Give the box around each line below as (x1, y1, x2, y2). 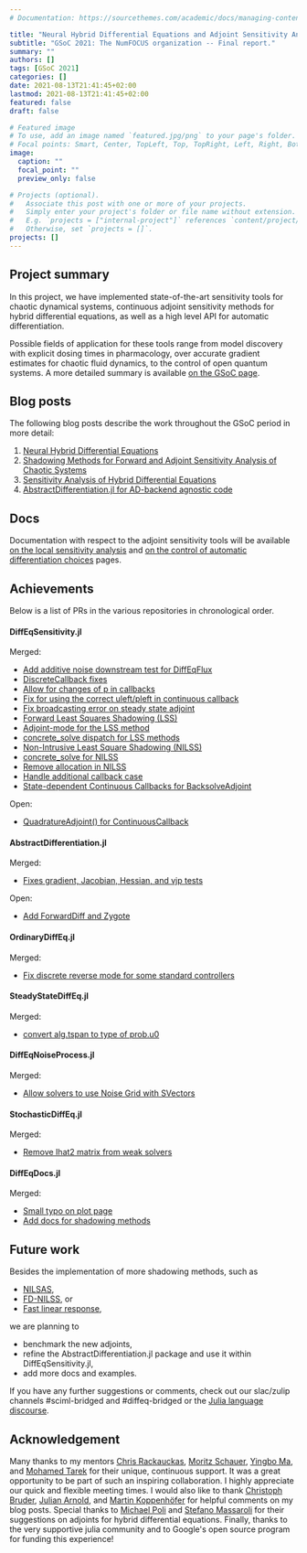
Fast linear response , (22, 1303, 102, 1314)
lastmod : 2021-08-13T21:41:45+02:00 (9, 89, 149, 99)
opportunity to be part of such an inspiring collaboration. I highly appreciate (9, 1475, 294, 1486)
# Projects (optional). (9, 190, 101, 199)
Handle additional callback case (22, 771, 143, 782)
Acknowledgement (9, 1431, 121, 1447)
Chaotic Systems (22, 465, 87, 476)
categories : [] (9, 72, 68, 82)
